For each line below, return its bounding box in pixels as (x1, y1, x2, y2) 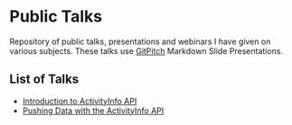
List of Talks (9, 72, 80, 87)
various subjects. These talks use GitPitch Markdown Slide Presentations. (9, 45, 283, 56)
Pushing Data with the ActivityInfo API (22, 105, 165, 116)
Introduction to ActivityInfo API (22, 95, 137, 106)
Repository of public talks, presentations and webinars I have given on (9, 36, 271, 47)
